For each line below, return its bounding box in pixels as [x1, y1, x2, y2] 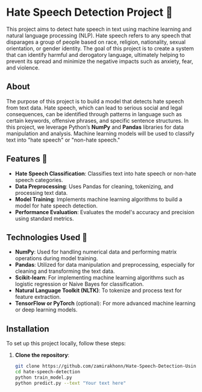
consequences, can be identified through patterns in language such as [6, 110, 182, 117]
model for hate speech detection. [14, 202, 98, 209]
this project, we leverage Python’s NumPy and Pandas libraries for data [6, 123, 184, 131]
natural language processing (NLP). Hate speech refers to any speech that [6, 31, 191, 39]
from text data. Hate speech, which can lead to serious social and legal [6, 104, 183, 111]
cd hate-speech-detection [14, 369, 80, 375]
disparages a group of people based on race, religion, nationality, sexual [6, 38, 186, 45]
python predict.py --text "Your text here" [14, 380, 127, 386]
